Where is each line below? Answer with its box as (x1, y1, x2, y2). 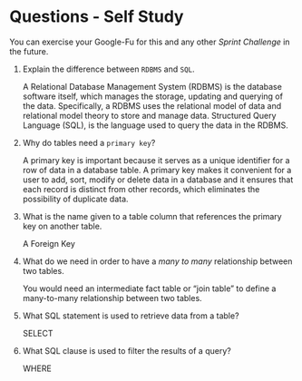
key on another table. (22, 220, 102, 231)
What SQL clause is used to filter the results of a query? (22, 345, 231, 356)
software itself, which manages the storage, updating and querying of (22, 91, 284, 102)
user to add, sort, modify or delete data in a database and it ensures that (22, 174, 294, 185)
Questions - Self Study (9, 6, 184, 27)
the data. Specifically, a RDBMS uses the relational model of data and (22, 100, 282, 111)
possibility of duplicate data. (22, 193, 129, 204)
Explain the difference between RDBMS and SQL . (22, 63, 195, 74)
